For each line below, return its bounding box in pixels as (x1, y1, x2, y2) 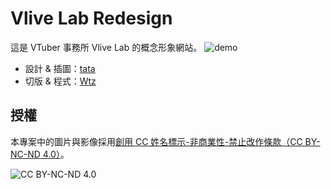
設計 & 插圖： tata (24, 62, 96, 74)
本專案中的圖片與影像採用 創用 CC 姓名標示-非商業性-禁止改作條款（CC (10, 135, 303, 147)
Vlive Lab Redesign (10, 7, 173, 30)
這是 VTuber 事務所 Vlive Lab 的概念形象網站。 (10, 41, 203, 53)
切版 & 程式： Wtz (24, 75, 97, 87)
